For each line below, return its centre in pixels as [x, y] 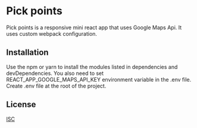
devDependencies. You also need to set [55, 73]
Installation [27, 53]
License [21, 104]
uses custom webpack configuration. [51, 33]
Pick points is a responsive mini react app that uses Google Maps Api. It [94, 27]
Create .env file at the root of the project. [56, 86]
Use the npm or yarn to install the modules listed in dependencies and [92, 67]
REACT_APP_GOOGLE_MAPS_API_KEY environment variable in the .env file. [99, 79]
